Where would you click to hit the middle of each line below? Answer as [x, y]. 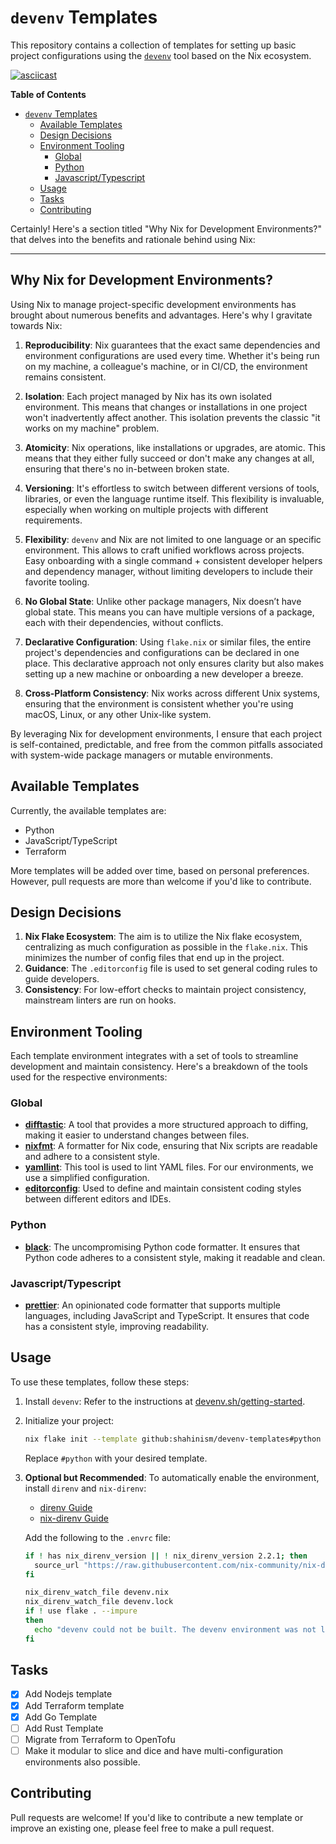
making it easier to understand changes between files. [137, 1135]
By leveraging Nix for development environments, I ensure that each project [166, 733]
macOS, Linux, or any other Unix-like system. [118, 714]
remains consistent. [65, 377]
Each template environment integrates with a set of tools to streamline [154, 1056]
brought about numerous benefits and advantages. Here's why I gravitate [161, 315]
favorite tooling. [57, 582]
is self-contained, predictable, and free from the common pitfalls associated [166, 744]
